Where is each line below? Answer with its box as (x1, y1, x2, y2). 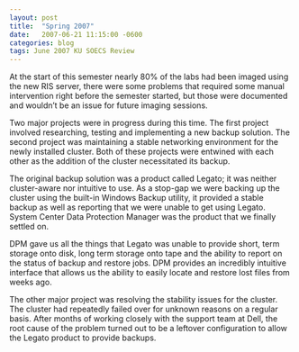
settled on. (9, 221, 50, 232)
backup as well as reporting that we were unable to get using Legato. (9, 202, 266, 212)
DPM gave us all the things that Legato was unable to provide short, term (9, 239, 280, 249)
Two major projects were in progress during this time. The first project (9, 118, 269, 129)
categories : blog (9, 38, 75, 48)
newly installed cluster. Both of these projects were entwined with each (9, 146, 275, 158)
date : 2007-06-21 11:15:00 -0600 (9, 30, 143, 39)
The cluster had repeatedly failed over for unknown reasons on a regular (9, 303, 278, 315)
